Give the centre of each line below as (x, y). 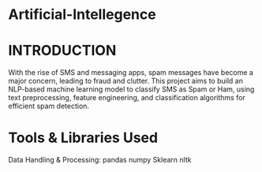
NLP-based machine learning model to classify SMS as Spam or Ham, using (131, 89)
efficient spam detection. (49, 106)
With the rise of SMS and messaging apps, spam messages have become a (131, 73)
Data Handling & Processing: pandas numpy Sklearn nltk (100, 160)
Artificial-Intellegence (82, 15)
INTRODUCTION (62, 51)
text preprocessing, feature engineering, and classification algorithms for (127, 98)
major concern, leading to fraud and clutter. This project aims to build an (125, 81)
